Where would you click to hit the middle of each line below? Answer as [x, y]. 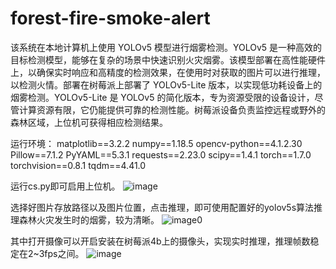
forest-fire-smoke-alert [110, 18]
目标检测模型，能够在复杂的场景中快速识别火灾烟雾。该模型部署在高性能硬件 [168, 59]
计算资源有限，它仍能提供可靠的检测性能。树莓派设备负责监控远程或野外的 [172, 109]
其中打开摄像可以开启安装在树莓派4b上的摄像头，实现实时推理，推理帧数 [160, 241]
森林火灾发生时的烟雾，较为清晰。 [89, 219]
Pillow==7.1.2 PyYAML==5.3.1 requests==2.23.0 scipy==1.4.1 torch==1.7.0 [161, 154]
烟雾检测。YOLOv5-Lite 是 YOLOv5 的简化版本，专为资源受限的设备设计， [162, 97]
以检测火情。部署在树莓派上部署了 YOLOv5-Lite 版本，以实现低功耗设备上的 [166, 84]
